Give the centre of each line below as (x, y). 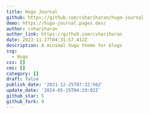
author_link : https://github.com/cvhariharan (64, 34)
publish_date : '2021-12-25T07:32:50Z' (55, 85)
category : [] (23, 74)
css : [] (16, 62)
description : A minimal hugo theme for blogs (64, 46)
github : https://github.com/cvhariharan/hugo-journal (75, 17)
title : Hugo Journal (32, 12)
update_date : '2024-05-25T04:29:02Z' (54, 90)
